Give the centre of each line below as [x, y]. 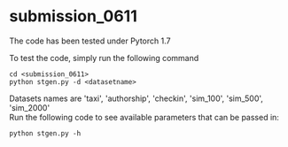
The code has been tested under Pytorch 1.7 [90, 41]
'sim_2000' [30, 107]
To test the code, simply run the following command [104, 58]
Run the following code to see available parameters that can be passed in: [144, 117]
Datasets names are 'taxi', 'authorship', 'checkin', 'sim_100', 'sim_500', [136, 98]
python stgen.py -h [45, 133]
